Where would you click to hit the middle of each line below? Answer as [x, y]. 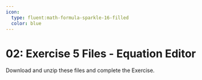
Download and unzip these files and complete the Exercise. [80, 70]
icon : [13, 12]
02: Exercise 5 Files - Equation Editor [101, 53]
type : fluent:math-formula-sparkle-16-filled [70, 18]
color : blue [27, 23]
